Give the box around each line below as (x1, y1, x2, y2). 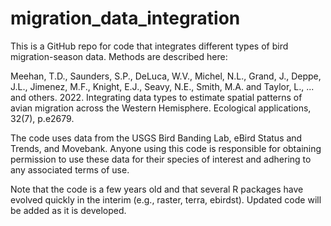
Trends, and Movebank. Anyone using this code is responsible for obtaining (10, 142, 322, 154)
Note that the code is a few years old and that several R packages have (10, 183, 304, 195)
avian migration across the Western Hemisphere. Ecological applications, (10, 102, 312, 114)
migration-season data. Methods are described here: (10, 50, 228, 62)
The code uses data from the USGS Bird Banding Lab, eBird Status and (10, 132, 303, 144)
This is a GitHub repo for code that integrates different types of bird (10, 40, 289, 52)
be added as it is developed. (10, 204, 127, 216)
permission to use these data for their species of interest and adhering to (10, 153, 312, 165)
